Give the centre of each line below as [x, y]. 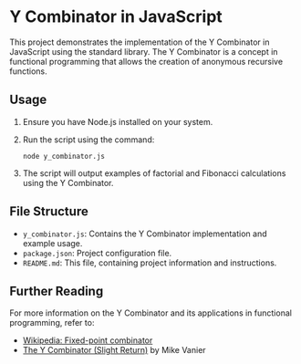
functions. [28, 71]
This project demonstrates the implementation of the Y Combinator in [140, 42]
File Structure [49, 212]
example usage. [52, 243]
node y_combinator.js [63, 156]
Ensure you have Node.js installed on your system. [118, 121]
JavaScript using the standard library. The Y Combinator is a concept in [144, 51]
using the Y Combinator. [68, 182]
